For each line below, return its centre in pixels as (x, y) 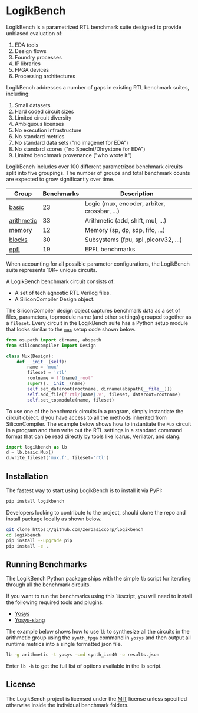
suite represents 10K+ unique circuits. (52, 270)
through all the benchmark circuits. (49, 585)
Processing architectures (45, 76)
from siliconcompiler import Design (51, 346)
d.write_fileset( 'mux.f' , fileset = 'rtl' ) (58, 458)
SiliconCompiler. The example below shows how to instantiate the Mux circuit (99, 424)
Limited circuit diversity (43, 117)
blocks (18, 240)
